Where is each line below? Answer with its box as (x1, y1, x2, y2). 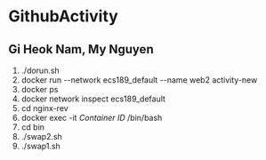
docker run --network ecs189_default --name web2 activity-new (20, 75, 258, 85)
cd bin (20, 122, 45, 132)
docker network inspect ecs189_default (20, 93, 166, 104)
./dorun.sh (20, 65, 60, 76)
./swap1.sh (20, 140, 61, 151)
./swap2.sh (20, 132, 63, 141)
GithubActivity (8, 6, 119, 27)
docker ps (20, 84, 59, 94)
